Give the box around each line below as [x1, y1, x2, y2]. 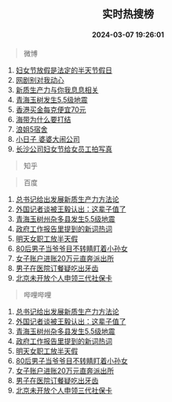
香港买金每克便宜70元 [15, 105, 86, 114]
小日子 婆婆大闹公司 [15, 134, 80, 143]
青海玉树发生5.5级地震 [15, 95, 88, 104]
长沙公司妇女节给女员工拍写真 [15, 144, 112, 154]
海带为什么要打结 [15, 114, 71, 124]
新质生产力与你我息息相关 [15, 85, 99, 95]
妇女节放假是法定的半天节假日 [15, 65, 112, 75]
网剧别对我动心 [15, 75, 64, 84]
